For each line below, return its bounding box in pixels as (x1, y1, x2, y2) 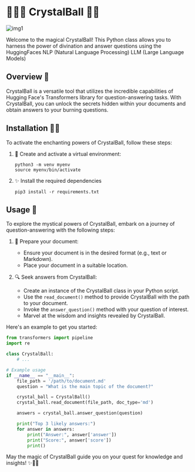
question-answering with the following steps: (6, 226, 116, 234)
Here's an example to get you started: (6, 323, 97, 331)
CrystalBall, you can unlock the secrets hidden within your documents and (6, 100, 186, 107)
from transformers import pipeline (6, 335, 93, 341)
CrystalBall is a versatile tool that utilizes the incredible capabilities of (6, 88, 173, 95)
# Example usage (6, 367, 46, 373)
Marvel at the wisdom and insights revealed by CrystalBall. (23, 312, 166, 319)
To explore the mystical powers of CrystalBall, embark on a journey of (6, 220, 175, 227)
